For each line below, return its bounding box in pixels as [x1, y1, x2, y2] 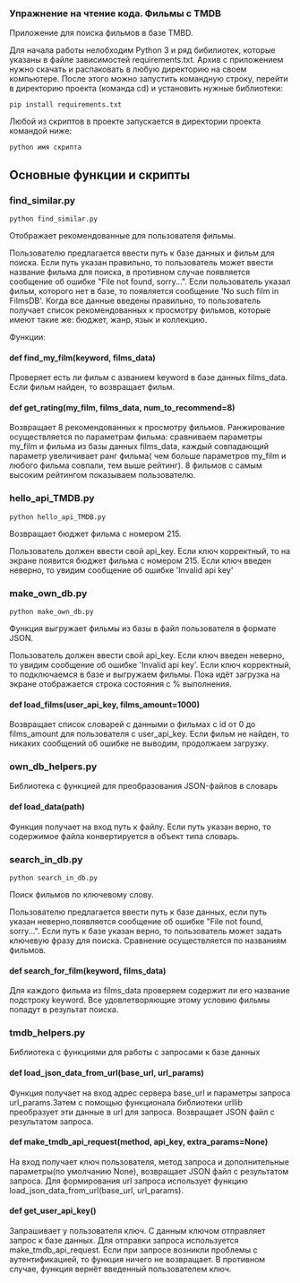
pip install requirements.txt [9, 100, 123, 109]
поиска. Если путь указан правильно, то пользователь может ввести [9, 256, 274, 267]
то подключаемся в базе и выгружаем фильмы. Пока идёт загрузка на [9, 669, 280, 680]
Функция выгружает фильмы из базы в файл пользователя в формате [9, 622, 277, 634]
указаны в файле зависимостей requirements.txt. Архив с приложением [9, 55, 284, 65]
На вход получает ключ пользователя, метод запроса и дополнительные [9, 1156, 289, 1167]
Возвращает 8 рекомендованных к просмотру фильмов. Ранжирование [9, 422, 285, 433]
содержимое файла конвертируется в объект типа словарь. [9, 830, 240, 841]
